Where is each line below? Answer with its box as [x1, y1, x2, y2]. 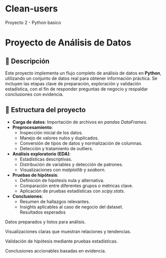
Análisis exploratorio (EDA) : [12, 151, 71, 157]
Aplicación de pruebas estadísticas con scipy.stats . [19, 188, 125, 194]
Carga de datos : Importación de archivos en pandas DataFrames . [12, 119, 148, 125]
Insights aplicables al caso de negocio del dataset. [19, 204, 123, 210]
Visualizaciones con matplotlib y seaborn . [19, 167, 106, 173]
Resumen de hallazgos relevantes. [19, 198, 90, 205]
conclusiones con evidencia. [5, 91, 64, 97]
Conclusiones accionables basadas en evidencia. [5, 248, 106, 254]
